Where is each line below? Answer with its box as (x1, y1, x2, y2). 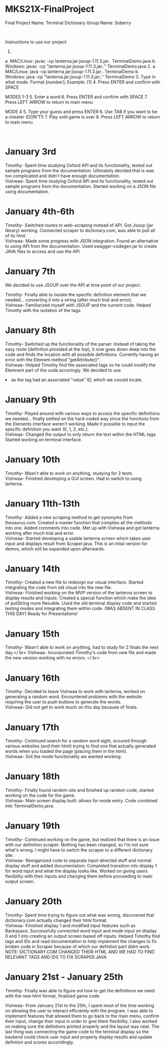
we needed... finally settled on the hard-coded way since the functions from (5, 416, 160, 422)
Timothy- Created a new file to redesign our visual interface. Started (5, 579, 144, 585)
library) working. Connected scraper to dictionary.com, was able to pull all (5, 227, 155, 233)
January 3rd (5, 146, 57, 157)
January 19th (5, 820, 60, 831)
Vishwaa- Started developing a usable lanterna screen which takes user (5, 535, 151, 541)
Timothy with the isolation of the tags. (5, 307, 82, 313)
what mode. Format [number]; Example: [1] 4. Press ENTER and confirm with (5, 79, 161, 85)
